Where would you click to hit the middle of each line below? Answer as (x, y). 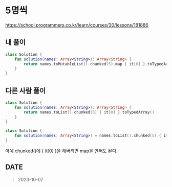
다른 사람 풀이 (26, 91)
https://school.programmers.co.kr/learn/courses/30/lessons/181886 (77, 25)
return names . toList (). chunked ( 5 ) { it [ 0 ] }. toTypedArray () (89, 112)
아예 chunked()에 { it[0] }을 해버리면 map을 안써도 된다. (61, 151)
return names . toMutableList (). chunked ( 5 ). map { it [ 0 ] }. (86, 64)
